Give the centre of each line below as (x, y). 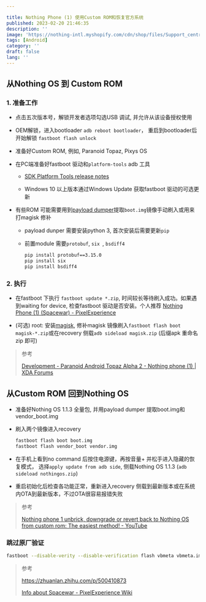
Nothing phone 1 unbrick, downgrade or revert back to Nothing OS (105, 519)
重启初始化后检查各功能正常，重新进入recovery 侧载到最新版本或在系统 (105, 486)
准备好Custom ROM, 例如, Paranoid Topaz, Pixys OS (81, 151)
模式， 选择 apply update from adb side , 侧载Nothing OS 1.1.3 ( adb (104, 466)
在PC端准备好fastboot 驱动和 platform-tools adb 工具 (82, 164)
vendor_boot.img (37, 416)
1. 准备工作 (22, 103)
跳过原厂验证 (25, 542)
